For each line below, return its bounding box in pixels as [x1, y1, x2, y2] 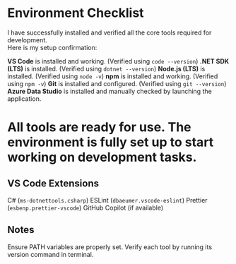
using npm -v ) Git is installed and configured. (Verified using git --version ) [7, 79, 227, 88]
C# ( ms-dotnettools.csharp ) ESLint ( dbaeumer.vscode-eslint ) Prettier [7, 196, 208, 204]
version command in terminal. [7, 250, 94, 258]
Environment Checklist [7, 5, 144, 21]
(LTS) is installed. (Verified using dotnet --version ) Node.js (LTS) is [7, 64, 206, 73]
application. [7, 94, 42, 103]
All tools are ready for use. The [7, 119, 192, 136]
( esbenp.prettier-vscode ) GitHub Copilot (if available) [7, 203, 164, 212]
